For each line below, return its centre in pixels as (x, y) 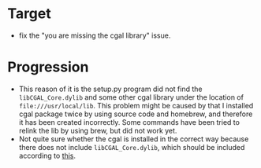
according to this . (47, 155)
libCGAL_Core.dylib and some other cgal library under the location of (131, 97)
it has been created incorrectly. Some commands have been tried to (129, 122)
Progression (48, 67)
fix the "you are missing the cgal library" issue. (95, 35)
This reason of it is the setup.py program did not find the (110, 89)
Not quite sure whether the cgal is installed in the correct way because (134, 139)
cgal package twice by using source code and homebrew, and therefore (136, 114)
